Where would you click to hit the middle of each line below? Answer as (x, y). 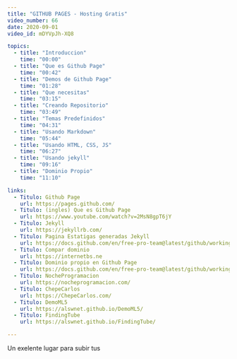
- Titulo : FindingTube (47, 315)
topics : (19, 47)
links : (17, 190)
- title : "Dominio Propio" (53, 171)
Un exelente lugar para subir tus (54, 348)
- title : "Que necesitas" (52, 93)
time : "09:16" (41, 165)
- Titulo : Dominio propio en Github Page (75, 263)
